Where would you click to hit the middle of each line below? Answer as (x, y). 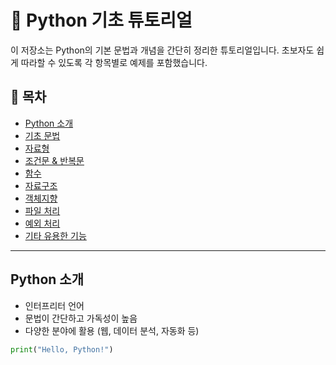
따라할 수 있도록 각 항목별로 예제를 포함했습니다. (114, 62)
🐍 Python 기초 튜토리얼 (101, 20)
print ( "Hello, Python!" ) (62, 349)
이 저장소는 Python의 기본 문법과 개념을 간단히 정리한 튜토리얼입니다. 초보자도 (162, 50)
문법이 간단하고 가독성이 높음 (81, 318)
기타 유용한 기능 (55, 235)
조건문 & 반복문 (54, 160)
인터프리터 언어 (54, 305)
